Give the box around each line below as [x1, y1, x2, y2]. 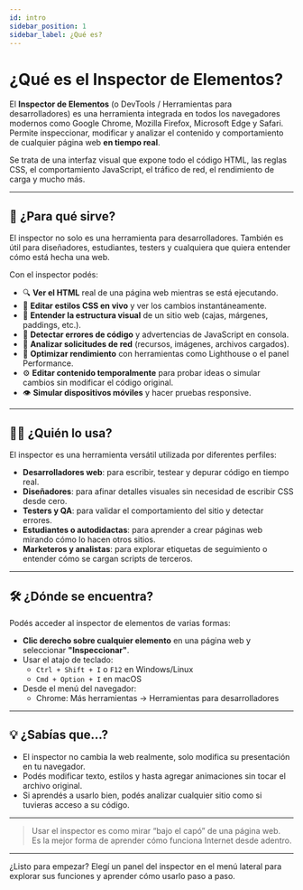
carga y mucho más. [9, 173, 86, 185]
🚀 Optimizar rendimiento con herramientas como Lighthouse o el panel [22, 349, 289, 360]
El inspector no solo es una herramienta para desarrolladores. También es [9, 232, 284, 244]
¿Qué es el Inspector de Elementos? [9, 69, 284, 89]
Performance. [22, 358, 74, 369]
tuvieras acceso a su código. [22, 799, 131, 810]
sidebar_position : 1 [9, 22, 87, 31]
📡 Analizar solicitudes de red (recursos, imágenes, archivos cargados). [22, 339, 290, 350]
